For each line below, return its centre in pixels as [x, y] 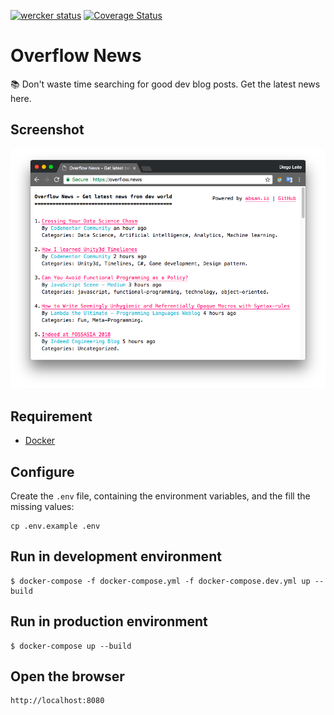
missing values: [42, 507]
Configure [42, 471]
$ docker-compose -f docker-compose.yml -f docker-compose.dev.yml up [160, 581]
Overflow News [76, 56]
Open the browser [67, 676]
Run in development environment [116, 556]
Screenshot [47, 130]
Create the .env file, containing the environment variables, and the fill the [160, 496]
